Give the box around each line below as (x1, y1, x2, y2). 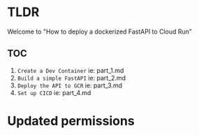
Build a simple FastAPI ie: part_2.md (17, 73, 126, 82)
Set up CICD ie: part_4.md (17, 88, 91, 97)
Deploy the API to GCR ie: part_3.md (17, 81, 123, 90)
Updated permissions (7, 113, 135, 129)
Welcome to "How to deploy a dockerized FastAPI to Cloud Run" (7, 27, 193, 36)
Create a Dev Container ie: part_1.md (17, 66, 124, 74)
